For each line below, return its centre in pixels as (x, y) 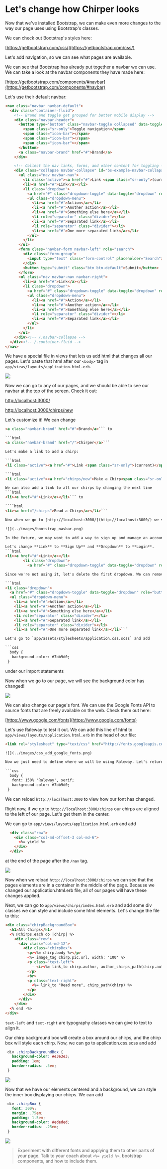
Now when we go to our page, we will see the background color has (75, 681)
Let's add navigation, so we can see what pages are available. (69, 57)
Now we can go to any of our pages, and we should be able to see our (77, 386)
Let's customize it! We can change (41, 420)
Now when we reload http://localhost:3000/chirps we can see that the (79, 880)
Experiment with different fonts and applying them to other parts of (86, 1151)
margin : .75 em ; (27, 1113)
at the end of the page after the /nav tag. (47, 861)
